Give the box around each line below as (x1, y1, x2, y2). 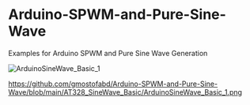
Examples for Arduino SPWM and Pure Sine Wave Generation (8, 48, 208, 58)
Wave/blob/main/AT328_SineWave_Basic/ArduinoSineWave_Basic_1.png (8, 87, 243, 96)
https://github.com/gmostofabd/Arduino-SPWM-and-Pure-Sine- (8, 79, 218, 88)
